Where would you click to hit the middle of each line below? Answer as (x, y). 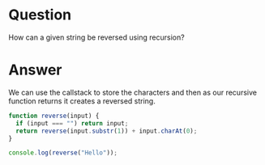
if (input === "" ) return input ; (72, 123)
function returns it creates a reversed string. (82, 101)
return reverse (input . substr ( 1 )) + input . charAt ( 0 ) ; (107, 131)
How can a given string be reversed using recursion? (96, 37)
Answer (35, 70)
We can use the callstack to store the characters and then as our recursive (133, 92)
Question (40, 15)
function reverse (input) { (54, 116)
